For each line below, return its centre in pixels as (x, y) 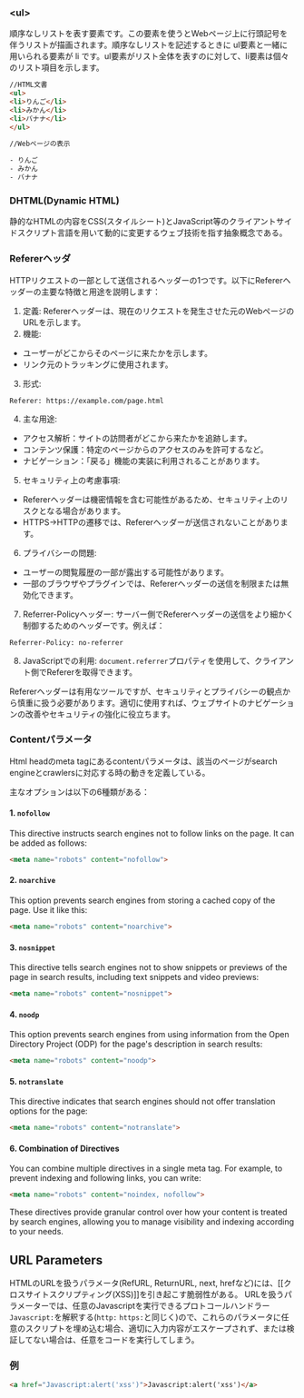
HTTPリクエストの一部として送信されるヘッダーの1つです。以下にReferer (146, 280)
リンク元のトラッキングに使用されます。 (98, 364)
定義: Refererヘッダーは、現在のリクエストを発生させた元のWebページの (158, 311)
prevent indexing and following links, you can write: (105, 1178)
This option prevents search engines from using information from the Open (150, 1035)
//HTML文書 (29, 85)
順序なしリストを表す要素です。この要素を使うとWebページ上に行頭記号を (149, 34)
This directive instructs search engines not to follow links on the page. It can (152, 834)
